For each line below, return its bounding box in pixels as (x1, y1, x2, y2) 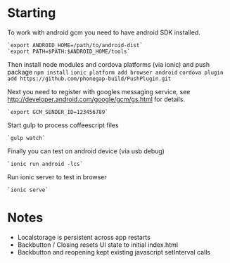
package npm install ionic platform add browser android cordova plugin (7, 68, 224, 76)
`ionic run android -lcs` (7, 160, 83, 167)
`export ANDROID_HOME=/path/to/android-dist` (7, 41, 143, 49)
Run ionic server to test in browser (7, 172, 107, 181)
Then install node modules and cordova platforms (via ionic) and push (7, 60, 210, 68)
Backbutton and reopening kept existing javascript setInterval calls (17, 248, 211, 256)
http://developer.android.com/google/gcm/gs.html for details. (7, 95, 185, 103)
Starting (7, 5, 56, 21)
